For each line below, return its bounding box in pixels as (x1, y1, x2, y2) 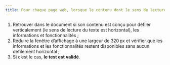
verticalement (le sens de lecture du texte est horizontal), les (12, 26, 139, 33)
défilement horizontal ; (12, 48, 60, 54)
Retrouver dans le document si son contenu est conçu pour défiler (12, 21, 151, 27)
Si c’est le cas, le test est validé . (12, 54, 80, 60)
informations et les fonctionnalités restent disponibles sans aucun (12, 43, 150, 49)
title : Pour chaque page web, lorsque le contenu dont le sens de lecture (5, 7, 166, 13)
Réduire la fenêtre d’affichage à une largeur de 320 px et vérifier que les (12, 38, 163, 44)
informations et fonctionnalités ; (12, 32, 79, 38)
